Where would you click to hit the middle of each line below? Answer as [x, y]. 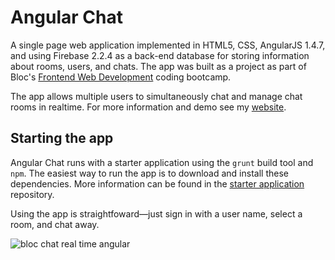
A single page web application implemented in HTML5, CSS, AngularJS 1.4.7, [168, 45]
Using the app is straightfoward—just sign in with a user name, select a [156, 213]
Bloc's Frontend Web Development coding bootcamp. [121, 77]
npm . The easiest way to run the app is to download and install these [149, 173]
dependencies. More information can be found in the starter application [157, 183]
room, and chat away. [55, 224]
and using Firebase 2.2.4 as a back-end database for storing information [160, 55]
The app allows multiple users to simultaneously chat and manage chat [156, 96]
